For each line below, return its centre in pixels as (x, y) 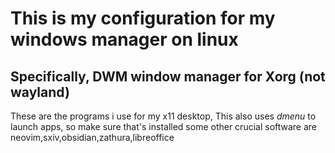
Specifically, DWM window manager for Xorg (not (168, 76)
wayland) (40, 92)
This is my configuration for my (143, 18)
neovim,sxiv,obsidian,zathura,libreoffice (92, 137)
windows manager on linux (124, 39)
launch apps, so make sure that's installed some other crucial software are (164, 126)
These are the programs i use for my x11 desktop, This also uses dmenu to (163, 116)
